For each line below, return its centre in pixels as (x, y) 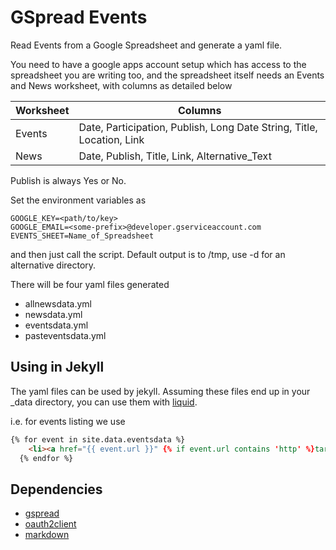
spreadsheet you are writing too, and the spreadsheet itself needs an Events (167, 75)
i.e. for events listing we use (68, 421)
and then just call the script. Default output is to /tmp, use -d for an (148, 254)
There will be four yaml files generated (90, 284)
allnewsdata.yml (58, 303)
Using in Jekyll (57, 367)
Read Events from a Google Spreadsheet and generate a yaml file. (146, 45)
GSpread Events (79, 17)
